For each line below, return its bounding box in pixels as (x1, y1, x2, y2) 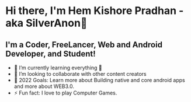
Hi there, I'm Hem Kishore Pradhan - (5, 4, 184, 17)
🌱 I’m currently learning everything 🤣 (13, 64, 103, 71)
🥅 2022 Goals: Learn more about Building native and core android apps (13, 77, 185, 83)
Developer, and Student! (5, 48, 96, 59)
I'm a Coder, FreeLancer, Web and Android (5, 40, 163, 50)
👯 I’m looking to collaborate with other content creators (13, 71, 147, 77)
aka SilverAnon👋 (5, 16, 88, 30)
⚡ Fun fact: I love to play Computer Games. (13, 89, 117, 96)
